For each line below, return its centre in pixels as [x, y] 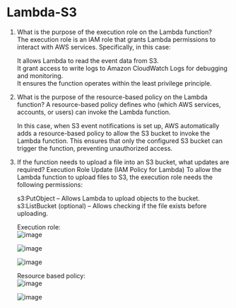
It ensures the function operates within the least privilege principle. [114, 83]
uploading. [33, 213]
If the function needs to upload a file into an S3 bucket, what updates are [123, 162]
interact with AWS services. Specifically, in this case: [94, 47]
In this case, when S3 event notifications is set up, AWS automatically [118, 125]
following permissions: [49, 184]
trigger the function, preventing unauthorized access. [95, 148]
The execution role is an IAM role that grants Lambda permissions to [116, 39]
